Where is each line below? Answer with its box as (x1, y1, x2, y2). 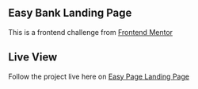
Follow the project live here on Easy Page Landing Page (8, 72, 190, 81)
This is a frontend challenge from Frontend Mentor (8, 27, 173, 37)
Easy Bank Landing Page (8, 6, 132, 20)
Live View (8, 51, 58, 64)
